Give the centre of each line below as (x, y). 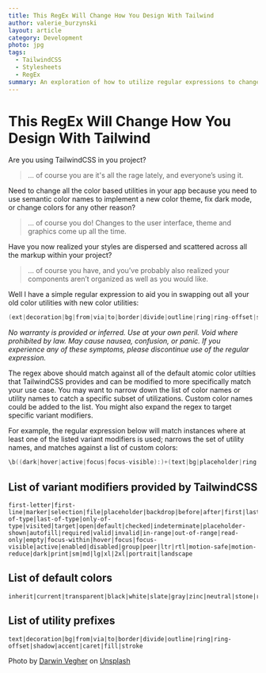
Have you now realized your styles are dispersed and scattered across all (128, 247)
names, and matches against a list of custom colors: (93, 448)
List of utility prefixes (62, 621)
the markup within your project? (60, 256)
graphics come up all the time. (77, 232)
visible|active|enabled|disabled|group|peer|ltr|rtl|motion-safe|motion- (133, 547)
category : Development (46, 38)
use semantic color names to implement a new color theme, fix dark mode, (130, 199)
